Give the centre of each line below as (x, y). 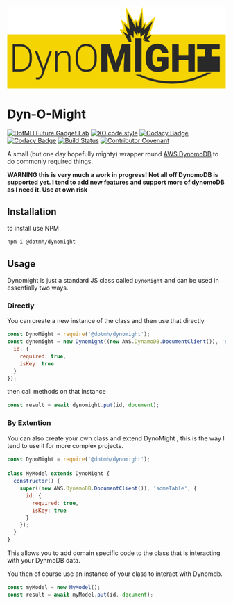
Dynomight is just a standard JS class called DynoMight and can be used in (113, 280)
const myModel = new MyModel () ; (54, 588)
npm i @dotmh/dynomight (42, 242)
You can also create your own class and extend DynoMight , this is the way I (116, 438)
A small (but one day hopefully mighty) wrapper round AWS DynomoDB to (113, 154)
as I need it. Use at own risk (48, 190)
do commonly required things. (50, 161)
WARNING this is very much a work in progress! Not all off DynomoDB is (113, 175)
